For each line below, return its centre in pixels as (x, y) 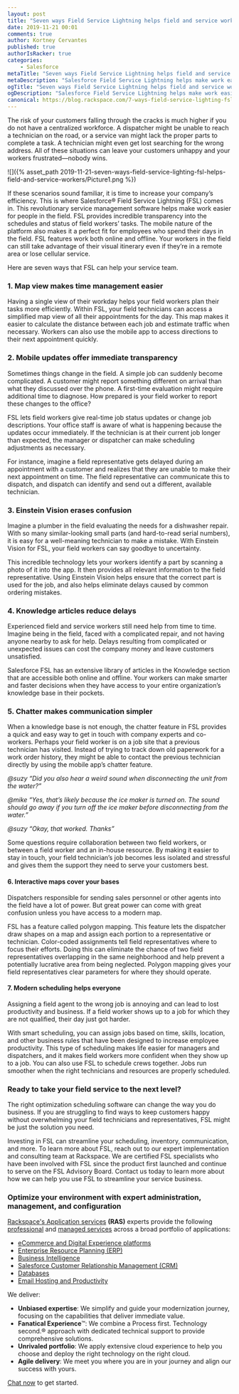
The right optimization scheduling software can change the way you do (112, 1105)
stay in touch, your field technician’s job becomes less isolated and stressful (119, 858)
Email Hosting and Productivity (63, 1281)
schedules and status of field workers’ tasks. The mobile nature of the (110, 224)
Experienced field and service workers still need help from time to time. (112, 627)
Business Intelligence (49, 1258)
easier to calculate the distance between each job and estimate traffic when (118, 324)
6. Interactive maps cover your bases (63, 882)
